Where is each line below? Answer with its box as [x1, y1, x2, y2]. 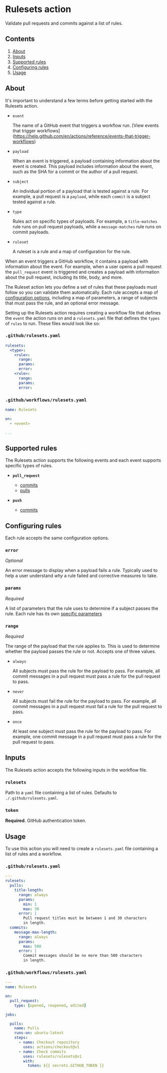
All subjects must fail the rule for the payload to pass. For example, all [12, 698, 156, 704]
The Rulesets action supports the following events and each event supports [5, 457, 161, 463]
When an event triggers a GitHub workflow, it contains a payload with [5, 258, 148, 264]
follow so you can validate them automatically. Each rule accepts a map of [5, 289, 158, 295]
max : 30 [23, 906, 39, 912]
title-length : [14, 888, 44, 893]
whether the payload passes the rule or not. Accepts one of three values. [5, 648, 156, 654]
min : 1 [23, 901, 37, 906]
